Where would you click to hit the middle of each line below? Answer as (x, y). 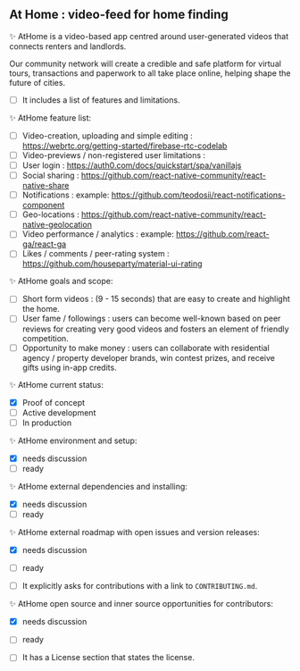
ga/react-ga (44, 244)
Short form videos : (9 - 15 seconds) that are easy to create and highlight (156, 299)
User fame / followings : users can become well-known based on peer (151, 319)
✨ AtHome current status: (57, 384)
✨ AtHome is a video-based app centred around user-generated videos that (149, 36)
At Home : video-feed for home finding (119, 15)
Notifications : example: (66, 195)
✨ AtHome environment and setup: (73, 440)
